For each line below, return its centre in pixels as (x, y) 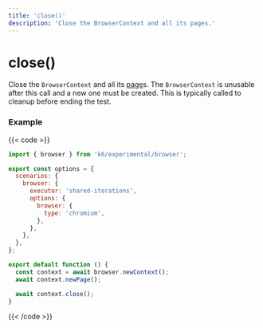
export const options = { (51, 168)
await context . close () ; (55, 294)
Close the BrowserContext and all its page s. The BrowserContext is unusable (131, 85)
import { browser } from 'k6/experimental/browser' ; (98, 154)
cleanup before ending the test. (60, 101)
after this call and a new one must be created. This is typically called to (125, 93)
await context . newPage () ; (59, 279)
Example (26, 122)
